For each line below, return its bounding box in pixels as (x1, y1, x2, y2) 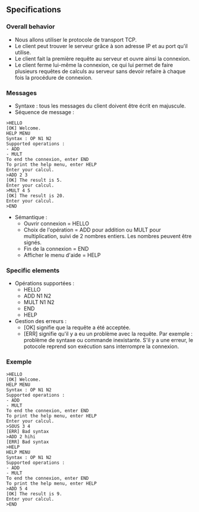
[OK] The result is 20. (6, 192, 65, 198)
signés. (23, 239, 42, 246)
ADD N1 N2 (23, 292, 52, 299)
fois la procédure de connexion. (14, 74, 93, 81)
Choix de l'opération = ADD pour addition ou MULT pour (23, 226, 162, 233)
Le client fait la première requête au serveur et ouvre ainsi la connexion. (14, 55, 191, 62)
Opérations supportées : (14, 280, 75, 287)
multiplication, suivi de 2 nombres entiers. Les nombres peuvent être (23, 232, 192, 239)
